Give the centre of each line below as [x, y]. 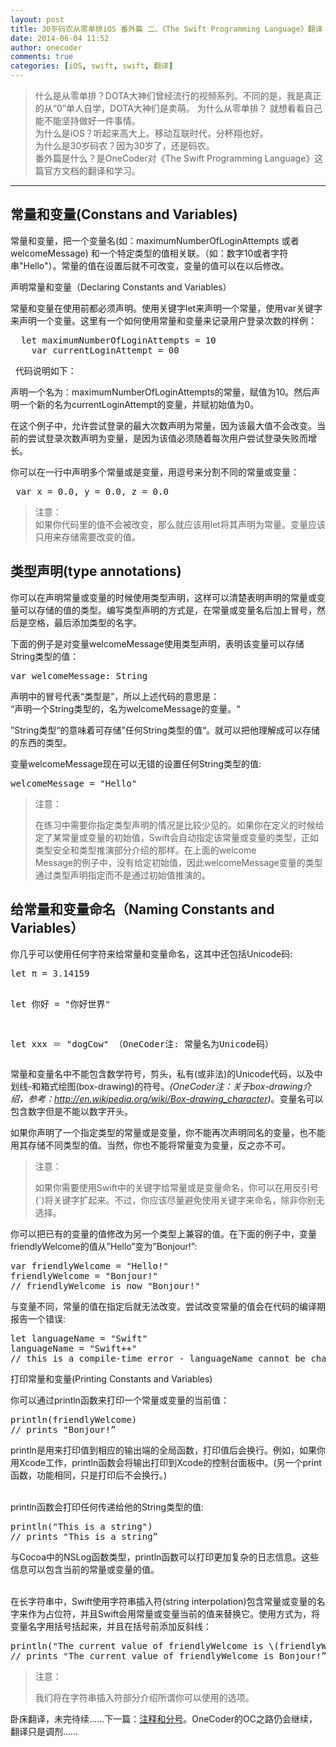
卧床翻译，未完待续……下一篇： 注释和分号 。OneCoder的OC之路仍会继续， [164, 1719]
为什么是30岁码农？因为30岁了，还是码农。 [124, 145]
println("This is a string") [81, 1527]
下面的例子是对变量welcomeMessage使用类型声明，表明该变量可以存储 [157, 643]
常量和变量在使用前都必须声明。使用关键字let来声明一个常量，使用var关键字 [166, 308]
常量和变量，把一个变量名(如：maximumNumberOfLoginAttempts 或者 [155, 240]
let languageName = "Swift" [79, 1339]
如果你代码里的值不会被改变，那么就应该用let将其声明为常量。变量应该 [180, 524]
